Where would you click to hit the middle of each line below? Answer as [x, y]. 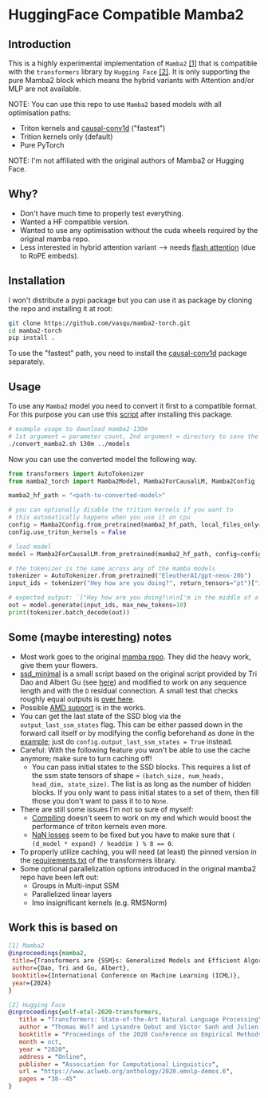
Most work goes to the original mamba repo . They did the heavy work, [135, 657]
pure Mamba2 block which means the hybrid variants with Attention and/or [131, 80]
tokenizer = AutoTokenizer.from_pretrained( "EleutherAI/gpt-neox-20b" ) [130, 576]
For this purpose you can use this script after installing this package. [121, 415]
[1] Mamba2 [26, 946]
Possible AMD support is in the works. [83, 707]
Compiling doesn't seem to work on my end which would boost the [142, 818]
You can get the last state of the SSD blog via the [100, 716]
